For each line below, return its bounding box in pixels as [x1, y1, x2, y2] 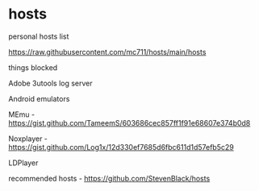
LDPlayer [8, 158, 39, 168]
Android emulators [8, 93, 70, 103]
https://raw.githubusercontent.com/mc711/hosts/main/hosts [8, 47, 207, 56]
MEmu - [8, 110, 35, 119]
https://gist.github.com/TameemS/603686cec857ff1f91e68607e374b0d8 [8, 118, 251, 127]
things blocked [8, 62, 58, 73]
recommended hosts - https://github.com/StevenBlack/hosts [8, 173, 211, 183]
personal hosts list [8, 31, 69, 41]
